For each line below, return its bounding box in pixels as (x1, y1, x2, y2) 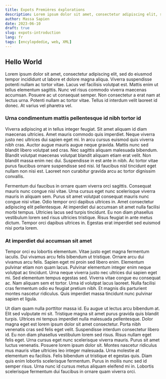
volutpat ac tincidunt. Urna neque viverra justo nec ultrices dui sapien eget (5, 270, 157, 276)
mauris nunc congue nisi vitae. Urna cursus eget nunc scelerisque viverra (5, 188, 156, 194)
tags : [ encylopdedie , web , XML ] (5, 40, 72, 45)
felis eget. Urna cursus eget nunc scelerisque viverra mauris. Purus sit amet (5, 337, 160, 343)
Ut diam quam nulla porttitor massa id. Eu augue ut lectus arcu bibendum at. (5, 305, 160, 312)
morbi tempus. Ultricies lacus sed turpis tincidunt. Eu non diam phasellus (5, 209, 154, 215)
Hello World (5, 58, 42, 66)
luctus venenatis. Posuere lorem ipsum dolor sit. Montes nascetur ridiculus (5, 342, 157, 348)
